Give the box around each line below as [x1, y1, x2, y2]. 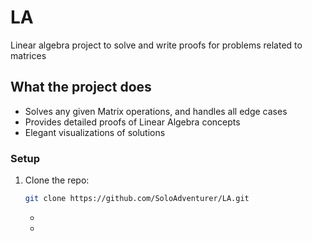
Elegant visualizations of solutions [24, 126, 166, 138]
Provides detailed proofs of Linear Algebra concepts [24, 116, 241, 128]
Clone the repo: [24, 174, 90, 186]
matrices [10, 49, 47, 61]
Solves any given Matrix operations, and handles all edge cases [24, 105, 288, 117]
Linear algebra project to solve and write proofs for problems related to [10, 39, 303, 51]
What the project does [10, 79, 152, 96]
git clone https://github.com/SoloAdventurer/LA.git [24, 194, 250, 204]
